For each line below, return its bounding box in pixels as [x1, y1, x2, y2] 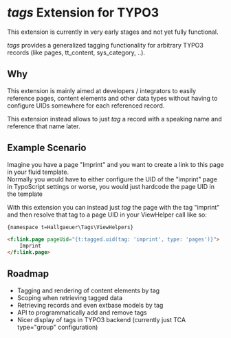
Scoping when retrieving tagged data [16, 293, 122, 301]
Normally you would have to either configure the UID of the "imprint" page [7, 175, 218, 183]
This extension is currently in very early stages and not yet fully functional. [7, 28, 219, 36]
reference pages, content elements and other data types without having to [7, 94, 218, 102]
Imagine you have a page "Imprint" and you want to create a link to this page [7, 160, 224, 168]
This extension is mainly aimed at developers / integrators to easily [7, 86, 197, 95]
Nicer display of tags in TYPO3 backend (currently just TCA [16, 315, 186, 324]
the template [7, 190, 43, 198]
